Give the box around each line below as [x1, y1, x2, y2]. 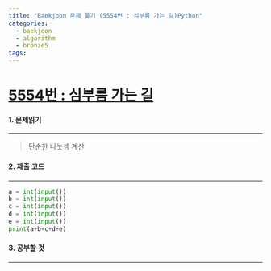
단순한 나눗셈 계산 [27, 142, 85, 151]
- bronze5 [15, 42, 48, 50]
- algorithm [15, 34, 56, 43]
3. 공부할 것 [8, 243, 45, 253]
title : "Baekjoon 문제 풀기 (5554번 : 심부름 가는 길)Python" [8, 11, 203, 20]
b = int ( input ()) [8, 195, 67, 203]
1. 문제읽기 [8, 114, 42, 125]
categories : [8, 19, 48, 27]
